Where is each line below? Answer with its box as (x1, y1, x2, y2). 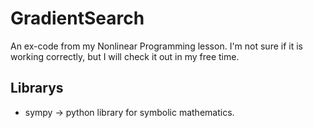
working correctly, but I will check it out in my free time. (10, 50, 240, 62)
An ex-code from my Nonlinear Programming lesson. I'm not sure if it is (10, 40, 303, 52)
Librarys (10, 80, 64, 97)
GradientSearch (10, 7, 145, 30)
